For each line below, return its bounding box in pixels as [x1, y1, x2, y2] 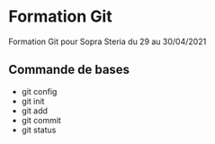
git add [21, 105, 49, 116]
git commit [21, 114, 62, 125]
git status [21, 124, 57, 135]
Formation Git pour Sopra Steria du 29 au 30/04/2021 [8, 36, 207, 47]
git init [21, 95, 45, 106]
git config [21, 85, 58, 96]
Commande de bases [8, 62, 130, 77]
